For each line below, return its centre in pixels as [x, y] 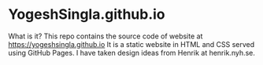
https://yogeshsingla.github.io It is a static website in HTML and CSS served [131, 44]
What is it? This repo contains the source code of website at [106, 36]
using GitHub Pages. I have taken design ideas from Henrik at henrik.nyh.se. [132, 52]
